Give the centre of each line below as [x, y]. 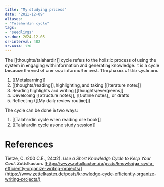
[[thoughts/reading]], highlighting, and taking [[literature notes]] [77, 85]
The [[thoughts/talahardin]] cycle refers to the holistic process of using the [81, 60]
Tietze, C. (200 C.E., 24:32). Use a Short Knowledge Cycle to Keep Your [78, 158]
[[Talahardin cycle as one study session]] [54, 125]
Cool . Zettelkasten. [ [26, 163]
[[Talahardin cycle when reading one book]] [56, 119]
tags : [11, 28]
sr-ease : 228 [18, 46]
